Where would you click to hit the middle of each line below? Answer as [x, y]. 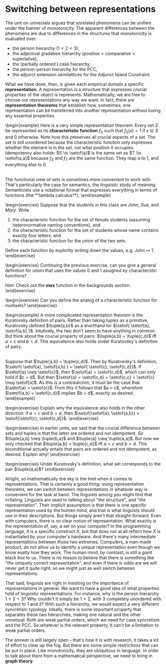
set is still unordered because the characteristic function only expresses [79, 142]
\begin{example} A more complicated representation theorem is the [74, 315]
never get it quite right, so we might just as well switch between [70, 568]
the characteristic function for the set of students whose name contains [85, 230]
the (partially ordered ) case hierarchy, [52, 64]
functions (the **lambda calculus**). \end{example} [58, 195]
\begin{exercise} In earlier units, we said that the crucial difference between [83, 428]
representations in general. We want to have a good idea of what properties [82, 588]
